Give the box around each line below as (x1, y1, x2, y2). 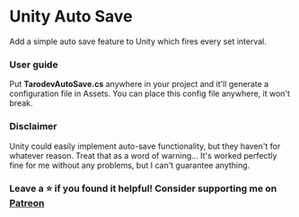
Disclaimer (9, 120, 57, 133)
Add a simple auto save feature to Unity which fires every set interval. (9, 36, 268, 47)
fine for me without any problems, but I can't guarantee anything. (9, 160, 251, 170)
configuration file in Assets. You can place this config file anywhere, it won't (9, 88, 290, 100)
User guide (9, 58, 58, 71)
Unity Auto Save (9, 6, 133, 27)
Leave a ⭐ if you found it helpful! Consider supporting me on (9, 182, 277, 195)
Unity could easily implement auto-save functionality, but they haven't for (9, 141, 281, 152)
